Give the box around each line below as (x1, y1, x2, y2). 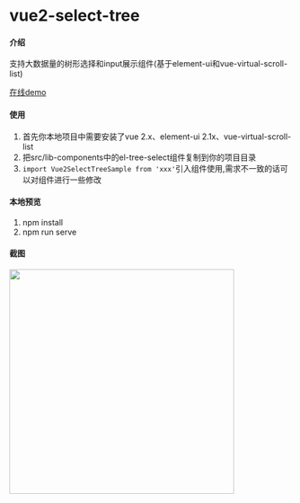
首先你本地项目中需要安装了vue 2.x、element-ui (22, 131, 200, 142)
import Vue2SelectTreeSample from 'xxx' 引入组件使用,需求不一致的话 (22, 163, 280, 173)
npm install (22, 216, 64, 227)
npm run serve (22, 226, 77, 237)
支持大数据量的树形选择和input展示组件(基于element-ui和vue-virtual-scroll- (9, 58, 288, 69)
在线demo (9, 87, 47, 98)
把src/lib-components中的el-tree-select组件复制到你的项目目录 (22, 152, 257, 163)
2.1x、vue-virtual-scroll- (201, 131, 292, 142)
